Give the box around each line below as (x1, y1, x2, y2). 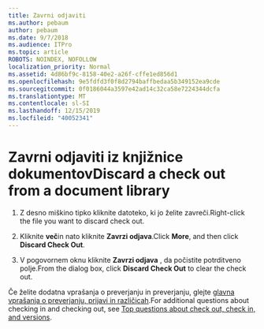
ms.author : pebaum (8, 19, 69, 27)
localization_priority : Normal (8, 63, 111, 71)
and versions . (8, 312, 53, 322)
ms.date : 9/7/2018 (8, 33, 69, 42)
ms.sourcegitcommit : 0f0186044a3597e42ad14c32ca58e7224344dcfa (8, 84, 221, 93)
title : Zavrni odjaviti (8, 11, 87, 20)
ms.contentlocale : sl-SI (8, 99, 90, 107)
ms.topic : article (8, 48, 69, 56)
